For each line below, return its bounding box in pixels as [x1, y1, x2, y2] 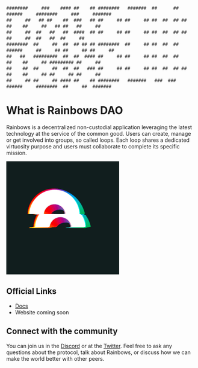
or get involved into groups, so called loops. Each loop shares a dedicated [6, 136, 190, 144]
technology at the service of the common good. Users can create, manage [6, 130, 191, 137]
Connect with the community [6, 326, 118, 337]
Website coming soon [14, 308, 69, 316]
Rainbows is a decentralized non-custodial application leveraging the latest [6, 123, 193, 131]
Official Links [6, 286, 57, 297]
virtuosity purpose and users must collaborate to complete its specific [6, 142, 180, 150]
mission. [6, 149, 27, 156]
